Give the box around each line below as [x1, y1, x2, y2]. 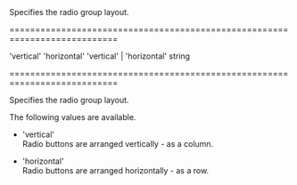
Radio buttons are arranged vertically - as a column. [21, 139, 214, 149]
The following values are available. [9, 112, 136, 122]
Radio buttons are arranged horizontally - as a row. [21, 165, 210, 175]
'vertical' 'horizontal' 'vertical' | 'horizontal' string [9, 51, 190, 61]
